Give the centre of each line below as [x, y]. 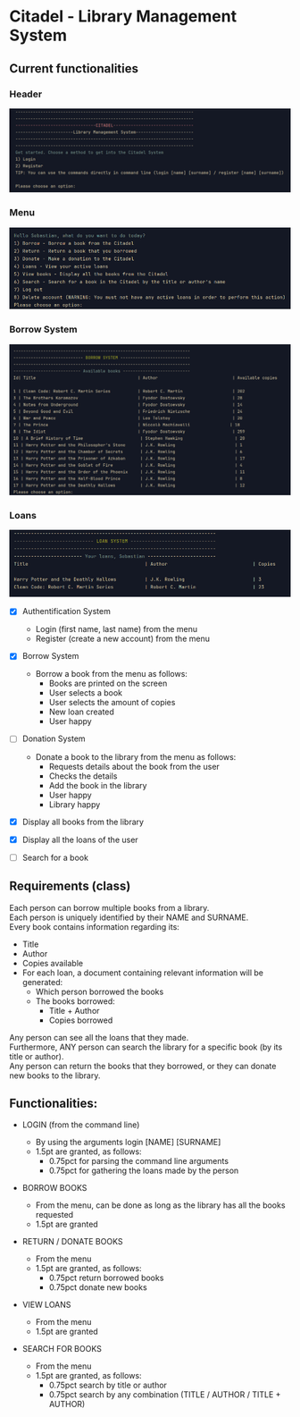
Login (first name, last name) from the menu [117, 629]
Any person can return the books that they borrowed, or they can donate [143, 1066]
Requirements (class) [70, 886]
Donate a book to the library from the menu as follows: [136, 756]
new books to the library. [55, 1075]
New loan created [81, 712]
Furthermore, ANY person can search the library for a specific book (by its [146, 1047]
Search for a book [55, 857]
